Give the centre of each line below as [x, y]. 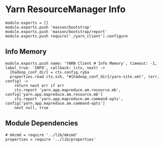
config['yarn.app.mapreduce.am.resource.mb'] [54, 94]
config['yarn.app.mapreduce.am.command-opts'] [55, 103]
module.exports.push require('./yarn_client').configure [67, 36]
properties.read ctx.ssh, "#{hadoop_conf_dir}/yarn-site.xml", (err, [85, 77]
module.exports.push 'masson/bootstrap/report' [56, 31]
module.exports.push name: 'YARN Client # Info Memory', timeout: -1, [81, 63]
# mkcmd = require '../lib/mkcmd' [42, 135]
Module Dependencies [42, 123]
